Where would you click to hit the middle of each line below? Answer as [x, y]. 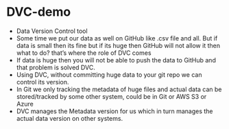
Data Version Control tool [52, 31]
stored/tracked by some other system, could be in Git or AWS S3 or [111, 96]
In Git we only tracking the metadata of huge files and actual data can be [119, 89]
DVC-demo [39, 12]
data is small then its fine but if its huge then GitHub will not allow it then [118, 45]
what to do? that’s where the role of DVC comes [84, 53]
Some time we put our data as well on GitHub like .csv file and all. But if [117, 38]
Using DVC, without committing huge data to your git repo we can [109, 74]
